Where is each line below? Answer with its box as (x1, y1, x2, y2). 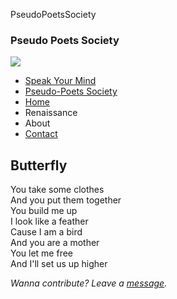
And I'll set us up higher (10, 258, 108, 270)
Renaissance (24, 107, 78, 119)
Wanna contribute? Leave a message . (10, 277, 168, 289)
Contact (24, 128, 58, 140)
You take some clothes (10, 184, 105, 196)
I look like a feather (10, 215, 89, 228)
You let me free (10, 247, 74, 259)
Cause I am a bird (10, 226, 83, 238)
